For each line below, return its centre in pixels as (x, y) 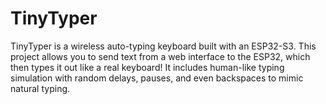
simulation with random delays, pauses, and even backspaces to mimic (157, 78)
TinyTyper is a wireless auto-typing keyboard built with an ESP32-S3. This (163, 46)
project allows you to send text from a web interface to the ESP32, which (160, 56)
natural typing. (40, 88)
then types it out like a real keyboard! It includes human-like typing (147, 67)
